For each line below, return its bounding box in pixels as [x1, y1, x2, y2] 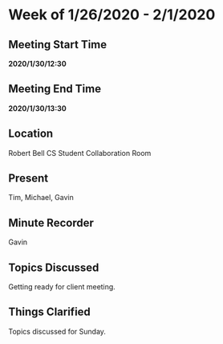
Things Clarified [8, 305, 91, 319]
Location [8, 127, 54, 141]
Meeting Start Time [8, 38, 107, 51]
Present [8, 171, 49, 186]
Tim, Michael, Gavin [8, 193, 74, 203]
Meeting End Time [8, 82, 102, 96]
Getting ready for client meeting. [8, 282, 116, 292]
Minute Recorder [8, 215, 94, 230]
